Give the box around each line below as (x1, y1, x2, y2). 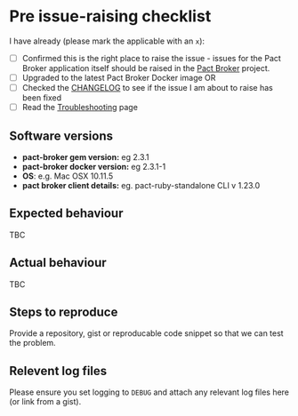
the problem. (9, 338, 56, 348)
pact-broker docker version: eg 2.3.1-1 (21, 162, 166, 172)
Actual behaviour (9, 255, 107, 270)
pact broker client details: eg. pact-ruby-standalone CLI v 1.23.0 (21, 180, 261, 190)
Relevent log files (9, 363, 108, 379)
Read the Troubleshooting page (21, 102, 138, 113)
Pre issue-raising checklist (9, 6, 212, 27)
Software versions (9, 128, 114, 143)
